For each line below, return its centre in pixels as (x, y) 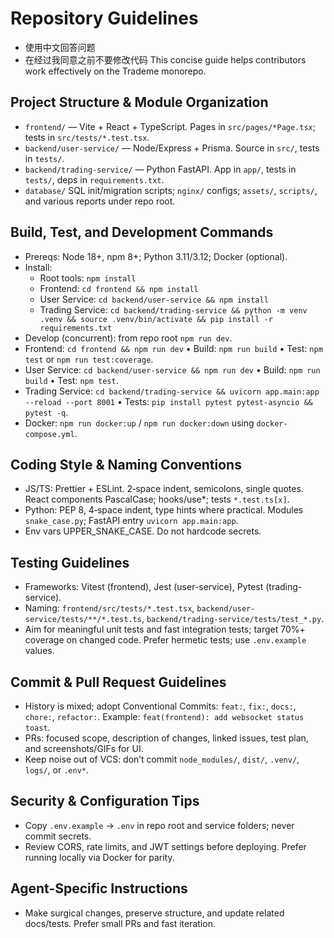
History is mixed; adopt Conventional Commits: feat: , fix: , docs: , (160, 706)
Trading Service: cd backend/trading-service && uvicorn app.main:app (172, 391)
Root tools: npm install (88, 278)
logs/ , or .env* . (57, 770)
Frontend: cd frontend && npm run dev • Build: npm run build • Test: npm (173, 348)
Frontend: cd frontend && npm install (119, 288)
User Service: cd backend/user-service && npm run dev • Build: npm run (172, 369)
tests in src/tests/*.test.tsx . (87, 137)
